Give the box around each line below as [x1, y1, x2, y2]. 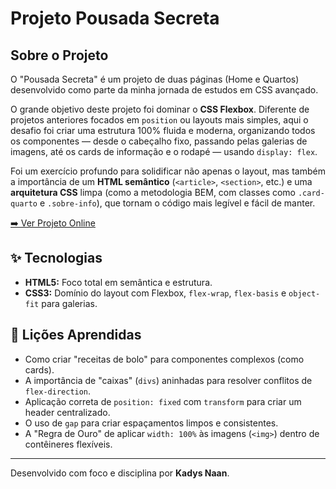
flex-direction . [24, 385, 92, 397]
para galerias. [41, 297, 98, 309]
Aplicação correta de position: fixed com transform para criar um [24, 395, 302, 407]
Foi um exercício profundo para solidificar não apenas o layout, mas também [10, 165, 326, 177]
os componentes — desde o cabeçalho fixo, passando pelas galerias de [10, 135, 308, 147]
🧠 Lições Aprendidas [10, 327, 142, 344]
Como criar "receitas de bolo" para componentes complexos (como [24, 353, 305, 365]
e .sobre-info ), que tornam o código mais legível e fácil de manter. [39, 197, 316, 209]
